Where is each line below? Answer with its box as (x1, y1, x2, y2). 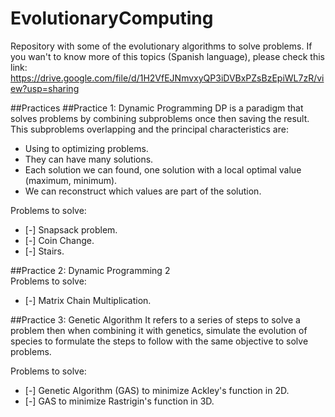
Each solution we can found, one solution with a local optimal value (24, 163, 302, 176)
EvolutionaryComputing (10, 7, 214, 30)
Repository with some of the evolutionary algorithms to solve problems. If (10, 40, 313, 52)
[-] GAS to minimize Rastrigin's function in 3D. (24, 395, 215, 407)
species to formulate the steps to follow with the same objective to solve (10, 335, 309, 347)
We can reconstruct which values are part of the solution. (24, 185, 262, 197)
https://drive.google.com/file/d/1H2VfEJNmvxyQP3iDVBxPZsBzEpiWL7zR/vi (10, 72, 325, 84)
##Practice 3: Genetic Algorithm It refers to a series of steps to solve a (10, 313, 301, 326)
